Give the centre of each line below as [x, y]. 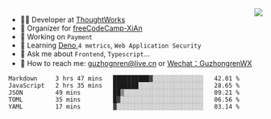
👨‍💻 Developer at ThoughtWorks [73, 20]
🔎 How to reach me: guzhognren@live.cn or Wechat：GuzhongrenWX [136, 63]
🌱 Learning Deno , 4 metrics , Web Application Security [110, 45]
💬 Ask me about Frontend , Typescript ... [85, 54]
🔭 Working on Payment [56, 37]
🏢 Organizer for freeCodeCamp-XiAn [81, 28]
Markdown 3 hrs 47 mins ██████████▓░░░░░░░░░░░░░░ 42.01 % [124, 79]
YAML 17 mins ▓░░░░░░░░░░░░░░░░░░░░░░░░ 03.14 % [124, 107]
